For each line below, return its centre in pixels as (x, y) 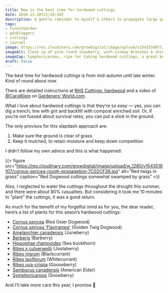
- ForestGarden (21, 29)
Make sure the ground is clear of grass (52, 136)
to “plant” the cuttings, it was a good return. (50, 197)
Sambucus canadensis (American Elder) (54, 270)
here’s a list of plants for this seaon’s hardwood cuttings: (63, 212)
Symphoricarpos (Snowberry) (43, 275)
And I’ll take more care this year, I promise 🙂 (50, 285)
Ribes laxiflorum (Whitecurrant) (45, 259)
